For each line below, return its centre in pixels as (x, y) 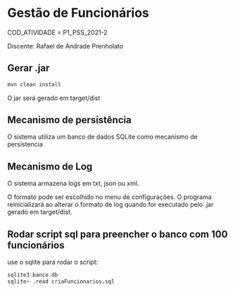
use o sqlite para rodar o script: (53, 262)
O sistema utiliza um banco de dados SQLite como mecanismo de (103, 137)
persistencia (25, 144)
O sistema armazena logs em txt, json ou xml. (73, 184)
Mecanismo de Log (50, 166)
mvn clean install (34, 84)
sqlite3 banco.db (33, 275)
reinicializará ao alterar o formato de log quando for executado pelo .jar (110, 205)
